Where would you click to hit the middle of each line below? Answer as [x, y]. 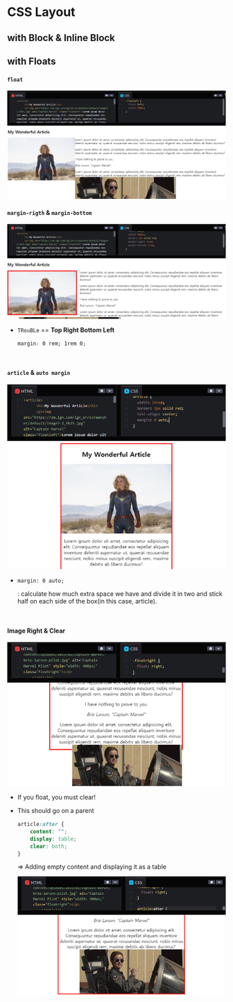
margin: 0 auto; [41, 581]
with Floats [32, 61]
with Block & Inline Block [61, 38]
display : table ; [53, 839]
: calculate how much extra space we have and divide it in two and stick [120, 593]
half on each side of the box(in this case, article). [87, 601]
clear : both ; [49, 846]
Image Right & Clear [36, 631]
